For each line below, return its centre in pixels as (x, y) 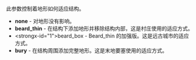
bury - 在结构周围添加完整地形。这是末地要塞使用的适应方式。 (91, 51)
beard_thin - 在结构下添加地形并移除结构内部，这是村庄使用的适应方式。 (104, 29)
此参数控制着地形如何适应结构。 (45, 9)
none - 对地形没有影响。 (45, 21)
